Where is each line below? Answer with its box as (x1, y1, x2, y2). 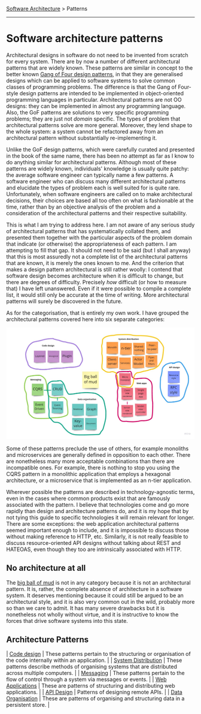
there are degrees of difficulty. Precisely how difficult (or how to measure (6, 278, 187, 285)
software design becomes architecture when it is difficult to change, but (6, 272, 184, 279)
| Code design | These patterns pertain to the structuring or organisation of (6, 650, 191, 658)
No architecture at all (6, 563, 86, 573)
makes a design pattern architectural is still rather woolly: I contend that (6, 266, 182, 273)
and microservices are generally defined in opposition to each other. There (6, 451, 191, 458)
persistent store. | (6, 701, 50, 709)
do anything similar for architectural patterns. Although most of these (6, 158, 176, 165)
